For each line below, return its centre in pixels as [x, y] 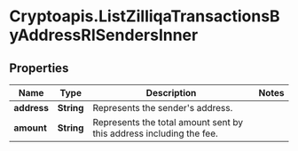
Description [171, 93]
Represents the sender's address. [163, 108]
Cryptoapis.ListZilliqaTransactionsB [145, 16]
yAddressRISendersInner [104, 35]
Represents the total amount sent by [168, 122]
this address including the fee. [156, 133]
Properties [39, 68]
